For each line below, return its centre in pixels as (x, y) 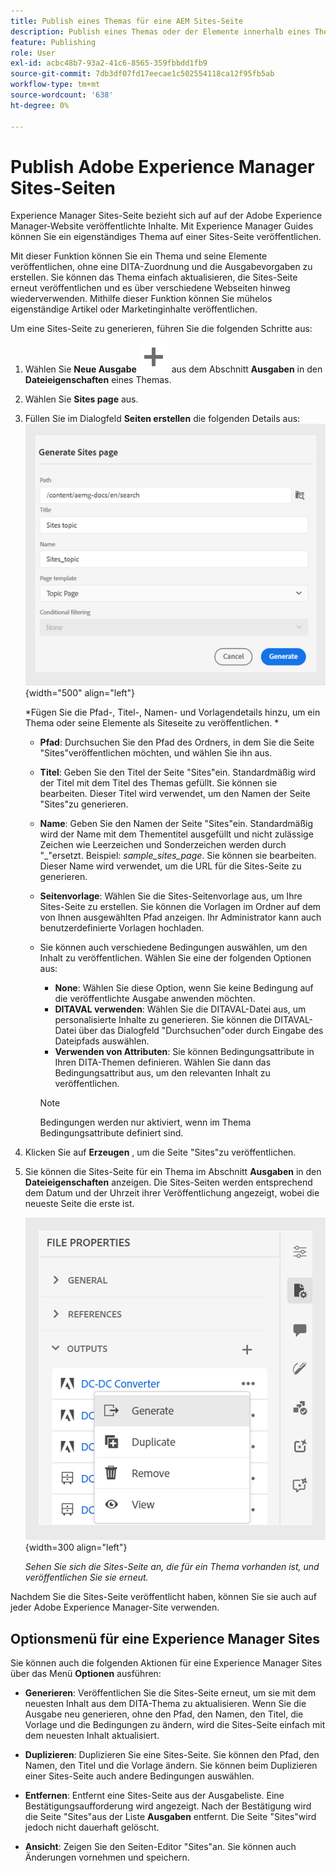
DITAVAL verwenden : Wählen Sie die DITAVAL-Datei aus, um (180, 1009)
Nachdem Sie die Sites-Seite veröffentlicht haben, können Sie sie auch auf (164, 1597)
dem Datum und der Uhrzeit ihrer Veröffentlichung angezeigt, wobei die (172, 1193)
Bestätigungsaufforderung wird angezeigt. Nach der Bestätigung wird (168, 1806)
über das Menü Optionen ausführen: (86, 1673)
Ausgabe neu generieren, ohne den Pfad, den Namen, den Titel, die (164, 1714)
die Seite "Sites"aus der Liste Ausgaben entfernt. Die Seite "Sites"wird (170, 1816)
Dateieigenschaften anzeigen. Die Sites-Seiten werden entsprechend (168, 1182)
